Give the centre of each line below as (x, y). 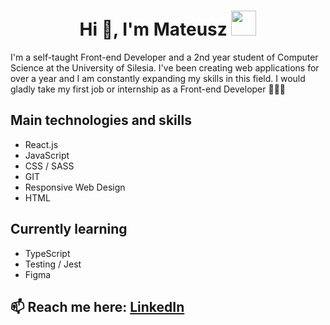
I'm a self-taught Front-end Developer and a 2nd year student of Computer (164, 57)
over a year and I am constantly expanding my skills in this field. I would (158, 78)
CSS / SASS (49, 166)
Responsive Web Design (75, 187)
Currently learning (69, 229)
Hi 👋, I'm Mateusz (153, 29)
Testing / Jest (53, 264)
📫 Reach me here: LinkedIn (97, 306)
